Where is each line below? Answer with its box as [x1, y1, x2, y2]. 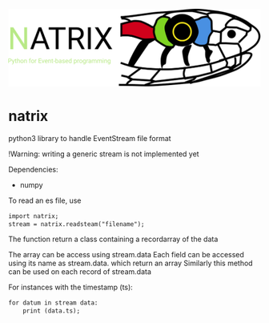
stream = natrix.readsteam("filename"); [8, 220, 146, 228]
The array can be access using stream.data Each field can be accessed [8, 249, 244, 259]
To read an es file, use [8, 196, 82, 205]
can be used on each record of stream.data [8, 266, 152, 277]
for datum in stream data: [8, 298, 98, 307]
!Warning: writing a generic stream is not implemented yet [8, 149, 199, 159]
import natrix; [8, 212, 59, 220]
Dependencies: [8, 164, 58, 174]
